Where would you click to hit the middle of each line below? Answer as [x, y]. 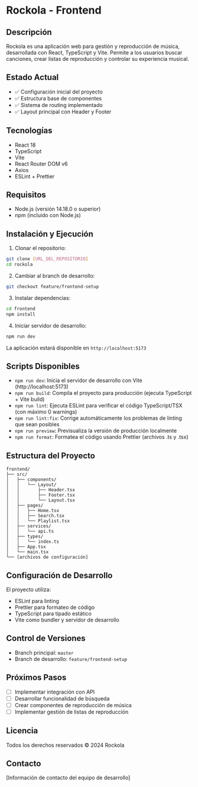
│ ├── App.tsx [26, 547]
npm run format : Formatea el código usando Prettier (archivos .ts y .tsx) [102, 437]
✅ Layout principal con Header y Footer [63, 111]
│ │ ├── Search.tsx [35, 516]
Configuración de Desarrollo [59, 575]
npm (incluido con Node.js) [48, 215]
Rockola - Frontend [54, 10]
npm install [21, 314]
